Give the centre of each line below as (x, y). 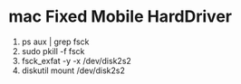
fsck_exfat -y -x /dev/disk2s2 (77, 61)
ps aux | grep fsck (55, 42)
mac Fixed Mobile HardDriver (120, 17)
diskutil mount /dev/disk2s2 (73, 70)
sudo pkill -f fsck (53, 51)
